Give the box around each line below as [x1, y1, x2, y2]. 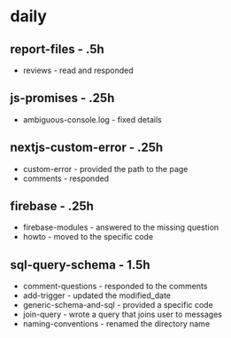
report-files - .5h [10, 42, 104, 57]
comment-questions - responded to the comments [22, 281, 208, 292]
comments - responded [22, 173, 110, 184]
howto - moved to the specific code [22, 232, 154, 242]
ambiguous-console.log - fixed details [22, 114, 162, 125]
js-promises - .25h [10, 90, 115, 106]
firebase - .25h [10, 199, 94, 214]
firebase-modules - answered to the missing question [22, 222, 219, 232]
